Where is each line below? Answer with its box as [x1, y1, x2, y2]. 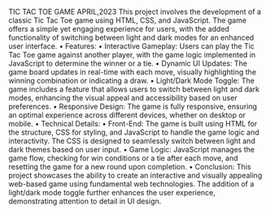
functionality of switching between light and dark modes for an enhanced [8, 32, 255, 42]
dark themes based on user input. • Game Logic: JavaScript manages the [8, 145, 255, 154]
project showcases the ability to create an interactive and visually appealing [8, 170, 263, 180]
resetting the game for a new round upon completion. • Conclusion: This [8, 162, 251, 171]
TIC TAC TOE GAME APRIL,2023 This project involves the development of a [8, 7, 262, 16]
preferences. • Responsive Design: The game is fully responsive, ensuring [8, 101, 258, 111]
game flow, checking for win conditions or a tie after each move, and [8, 153, 238, 163]
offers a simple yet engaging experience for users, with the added [8, 24, 230, 33]
